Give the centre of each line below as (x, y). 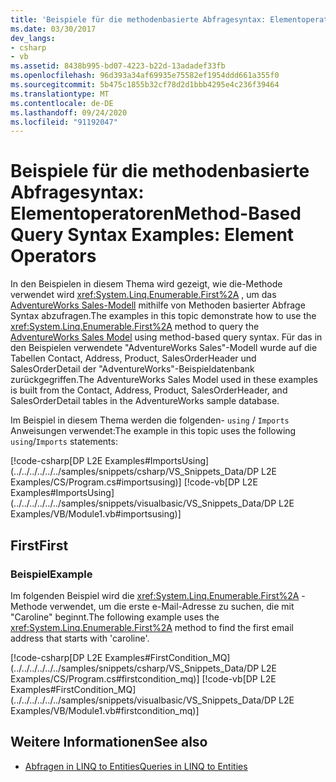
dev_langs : (33, 38)
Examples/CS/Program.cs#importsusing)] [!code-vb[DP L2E (134, 482)
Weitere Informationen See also (109, 742)
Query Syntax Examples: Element (152, 235)
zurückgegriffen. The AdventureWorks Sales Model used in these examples (164, 380)
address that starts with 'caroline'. (80, 638)
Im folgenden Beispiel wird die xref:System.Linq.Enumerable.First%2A (155, 595)
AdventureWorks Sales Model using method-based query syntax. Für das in (166, 337)
